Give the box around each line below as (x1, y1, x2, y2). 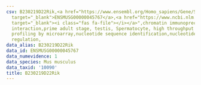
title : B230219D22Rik (6, 70, 60, 76)
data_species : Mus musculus (6, 59, 77, 65)
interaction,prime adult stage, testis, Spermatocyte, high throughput (11, 25, 194, 32)
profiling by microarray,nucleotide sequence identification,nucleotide (11, 31, 197, 37)
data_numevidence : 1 (6, 53, 58, 59)
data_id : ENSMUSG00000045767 (6, 48, 79, 54)
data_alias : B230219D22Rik (6, 42, 74, 48)
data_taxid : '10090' (6, 64, 58, 71)
